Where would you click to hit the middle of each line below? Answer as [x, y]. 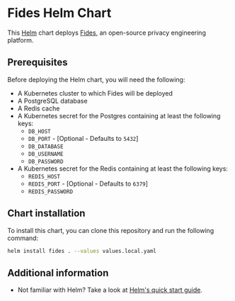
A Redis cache [39, 108]
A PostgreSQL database [52, 101]
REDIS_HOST [44, 176]
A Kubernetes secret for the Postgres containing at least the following [119, 115]
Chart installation [46, 214]
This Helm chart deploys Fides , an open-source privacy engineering [107, 33]
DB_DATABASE [46, 147]
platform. [21, 40]
